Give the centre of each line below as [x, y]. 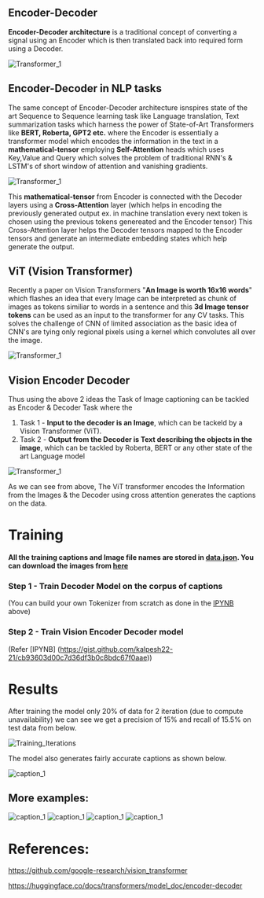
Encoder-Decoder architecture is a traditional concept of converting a [123, 31]
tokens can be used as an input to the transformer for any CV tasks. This [126, 315]
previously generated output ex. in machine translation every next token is [128, 213]
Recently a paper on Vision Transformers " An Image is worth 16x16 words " [130, 290]
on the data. [27, 503]
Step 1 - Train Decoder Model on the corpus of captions [115, 586]
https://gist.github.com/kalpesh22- [117, 649]
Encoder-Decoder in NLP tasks [85, 88]
